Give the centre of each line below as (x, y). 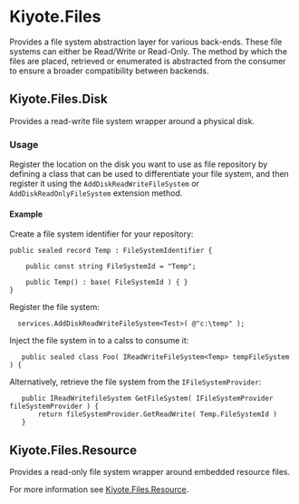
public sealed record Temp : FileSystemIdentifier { (111, 251)
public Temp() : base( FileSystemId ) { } (107, 283)
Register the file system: (54, 307)
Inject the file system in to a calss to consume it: (99, 341)
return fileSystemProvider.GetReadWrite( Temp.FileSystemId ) (158, 414)
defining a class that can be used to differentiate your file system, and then (149, 174)
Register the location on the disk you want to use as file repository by (139, 164)
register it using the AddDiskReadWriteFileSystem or (104, 184)
